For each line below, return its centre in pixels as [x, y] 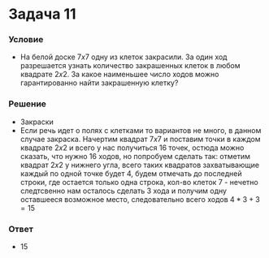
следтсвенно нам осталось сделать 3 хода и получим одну [124, 191]
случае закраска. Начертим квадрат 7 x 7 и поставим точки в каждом [140, 139]
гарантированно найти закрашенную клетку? [99, 83]
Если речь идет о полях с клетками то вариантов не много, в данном [141, 130]
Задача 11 [42, 14]
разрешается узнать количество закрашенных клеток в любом [130, 66]
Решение [28, 104]
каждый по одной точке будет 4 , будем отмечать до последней [131, 173]
